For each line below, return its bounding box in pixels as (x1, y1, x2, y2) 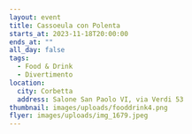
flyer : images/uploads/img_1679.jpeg (9, 111, 149, 120)
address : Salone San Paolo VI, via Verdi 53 (17, 94, 184, 104)
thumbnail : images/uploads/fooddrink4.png (9, 103, 168, 112)
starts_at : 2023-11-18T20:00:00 (9, 29, 128, 38)
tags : (9, 54, 29, 63)
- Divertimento (17, 71, 73, 79)
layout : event (9, 12, 62, 22)
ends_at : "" (9, 37, 53, 47)
